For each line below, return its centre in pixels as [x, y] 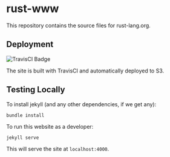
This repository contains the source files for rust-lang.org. [79, 25]
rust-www [33, 9]
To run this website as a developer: [50, 126]
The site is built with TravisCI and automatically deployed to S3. [85, 71]
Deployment [30, 44]
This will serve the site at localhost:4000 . [58, 149]
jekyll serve [23, 138]
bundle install [25, 115]
